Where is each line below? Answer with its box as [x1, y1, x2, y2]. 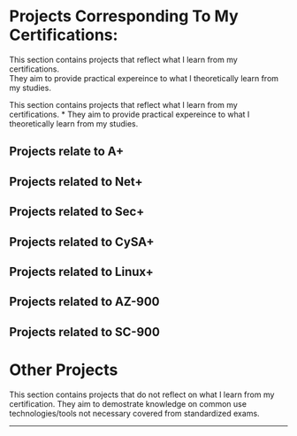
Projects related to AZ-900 [9, 294, 160, 310]
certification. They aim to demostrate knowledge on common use [9, 398, 247, 409]
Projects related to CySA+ [9, 234, 155, 249]
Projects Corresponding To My [9, 6, 239, 27]
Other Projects [9, 360, 118, 379]
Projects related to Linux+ [9, 264, 155, 279]
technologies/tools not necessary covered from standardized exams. [9, 408, 260, 418]
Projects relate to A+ [9, 144, 125, 159]
